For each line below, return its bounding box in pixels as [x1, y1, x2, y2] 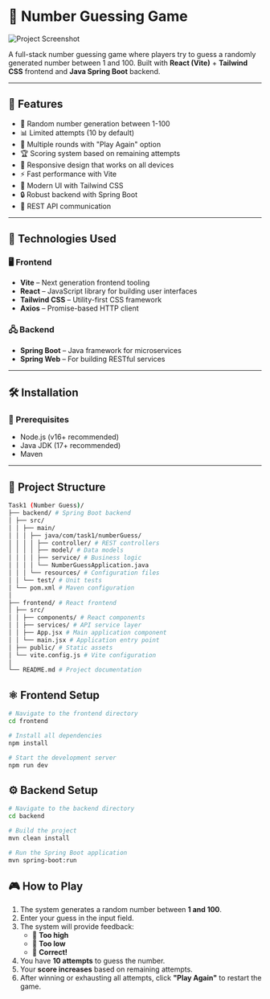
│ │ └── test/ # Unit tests [8, 576, 103, 584]
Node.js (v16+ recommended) [19, 432, 119, 442]
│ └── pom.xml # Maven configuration [8, 583, 135, 592]
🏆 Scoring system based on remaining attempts [19, 148, 181, 158]
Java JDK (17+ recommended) [19, 441, 121, 450]
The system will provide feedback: [19, 922, 134, 931]
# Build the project [8, 826, 78, 835]
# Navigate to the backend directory [8, 804, 135, 813]
